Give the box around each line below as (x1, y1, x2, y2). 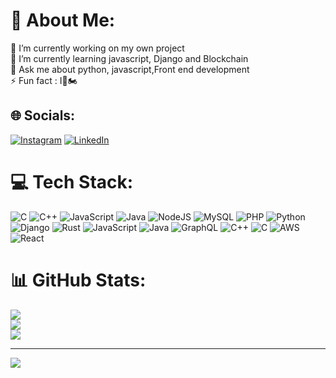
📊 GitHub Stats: (10, 269, 147, 291)
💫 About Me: (10, 9, 116, 32)
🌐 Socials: (10, 107, 76, 124)
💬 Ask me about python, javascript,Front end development (10, 63, 250, 75)
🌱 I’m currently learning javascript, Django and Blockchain (10, 52, 249, 64)
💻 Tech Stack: (10, 170, 134, 193)
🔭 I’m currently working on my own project (10, 42, 185, 54)
